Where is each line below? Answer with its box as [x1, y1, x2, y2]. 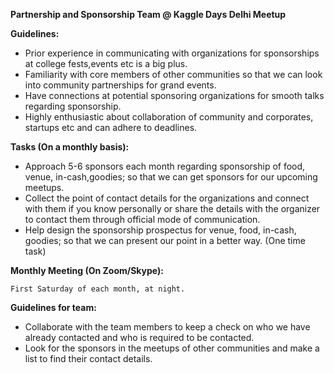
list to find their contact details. [24, 353, 153, 364]
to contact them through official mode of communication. [24, 214, 261, 225]
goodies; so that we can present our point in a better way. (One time [24, 235, 306, 246]
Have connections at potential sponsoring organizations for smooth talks [24, 90, 325, 101]
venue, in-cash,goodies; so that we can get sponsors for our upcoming [24, 171, 318, 183]
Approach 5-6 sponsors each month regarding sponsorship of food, [24, 160, 306, 172]
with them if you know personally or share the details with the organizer [24, 203, 321, 214]
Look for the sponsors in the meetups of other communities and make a [24, 342, 320, 354]
